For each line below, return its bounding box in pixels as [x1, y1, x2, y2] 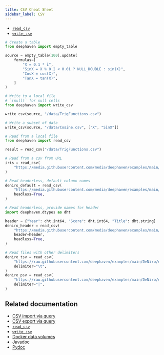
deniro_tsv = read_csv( [5, 254, 54, 259]
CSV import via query [12, 313, 56, 319]
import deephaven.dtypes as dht [5, 209, 71, 215]
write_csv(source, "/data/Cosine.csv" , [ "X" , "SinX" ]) [5, 125, 119, 130]
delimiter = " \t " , [14, 264, 47, 269]
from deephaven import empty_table [5, 44, 78, 49]
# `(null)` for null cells [5, 98, 60, 103]
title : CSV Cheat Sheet [5, 7, 54, 12]
